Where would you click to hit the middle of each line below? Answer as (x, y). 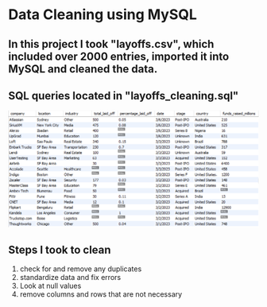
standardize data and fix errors (70, 277)
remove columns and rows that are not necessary (101, 294)
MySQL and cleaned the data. (83, 69)
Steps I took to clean (60, 249)
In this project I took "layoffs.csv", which (111, 44)
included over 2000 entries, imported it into (119, 56)
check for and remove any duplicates (81, 269)
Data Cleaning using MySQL (103, 15)
